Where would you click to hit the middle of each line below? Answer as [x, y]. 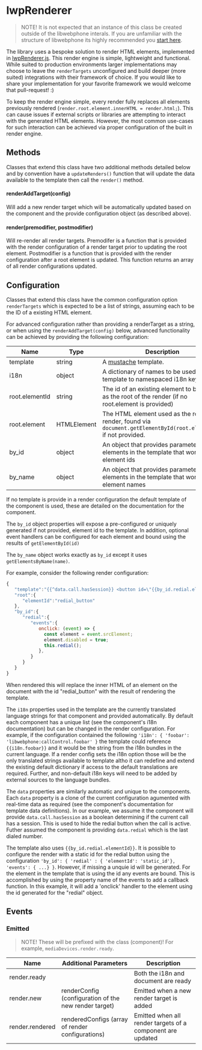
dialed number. [25, 836]
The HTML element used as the [146, 414]
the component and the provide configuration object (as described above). [99, 213]
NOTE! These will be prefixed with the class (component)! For [97, 942]
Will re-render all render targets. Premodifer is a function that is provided [96, 241]
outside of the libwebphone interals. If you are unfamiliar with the [101, 33]
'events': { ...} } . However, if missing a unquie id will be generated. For [98, 867]
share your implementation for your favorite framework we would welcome [99, 83]
